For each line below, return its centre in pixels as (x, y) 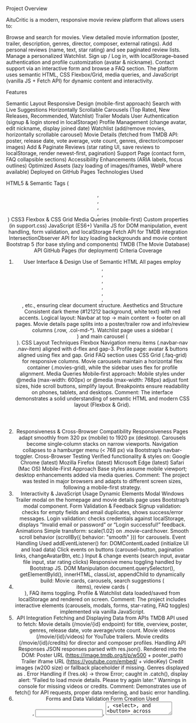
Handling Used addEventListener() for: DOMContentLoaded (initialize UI (102, 543)
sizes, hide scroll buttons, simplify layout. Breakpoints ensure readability (102, 386)
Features (17, 92)
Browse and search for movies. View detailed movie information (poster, (93, 37)
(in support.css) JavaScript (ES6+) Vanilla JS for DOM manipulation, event (98, 225)
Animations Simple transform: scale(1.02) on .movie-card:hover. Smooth (102, 531)
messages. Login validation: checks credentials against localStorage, (102, 518)
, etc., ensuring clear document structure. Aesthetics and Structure (102, 305)
